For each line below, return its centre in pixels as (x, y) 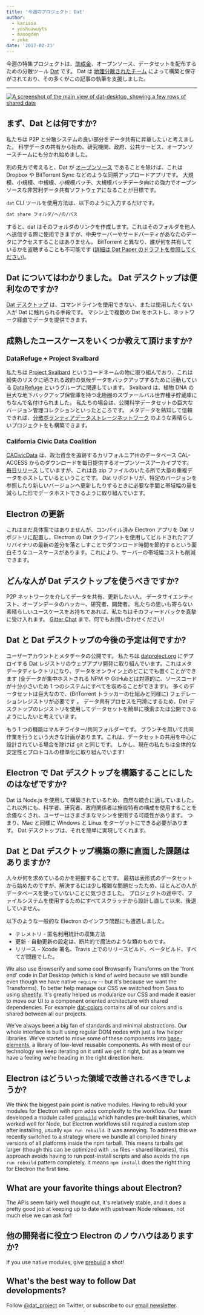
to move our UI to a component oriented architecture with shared (87, 1001)
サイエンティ (178, 596)
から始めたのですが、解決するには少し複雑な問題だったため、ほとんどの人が (102, 886)
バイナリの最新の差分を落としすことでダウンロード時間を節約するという (101, 545)
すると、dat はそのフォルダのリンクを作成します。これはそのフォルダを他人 (101, 226)
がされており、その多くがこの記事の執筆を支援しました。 (78, 79)
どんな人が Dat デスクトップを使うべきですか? (93, 581)
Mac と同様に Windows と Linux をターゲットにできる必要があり (102, 822)
